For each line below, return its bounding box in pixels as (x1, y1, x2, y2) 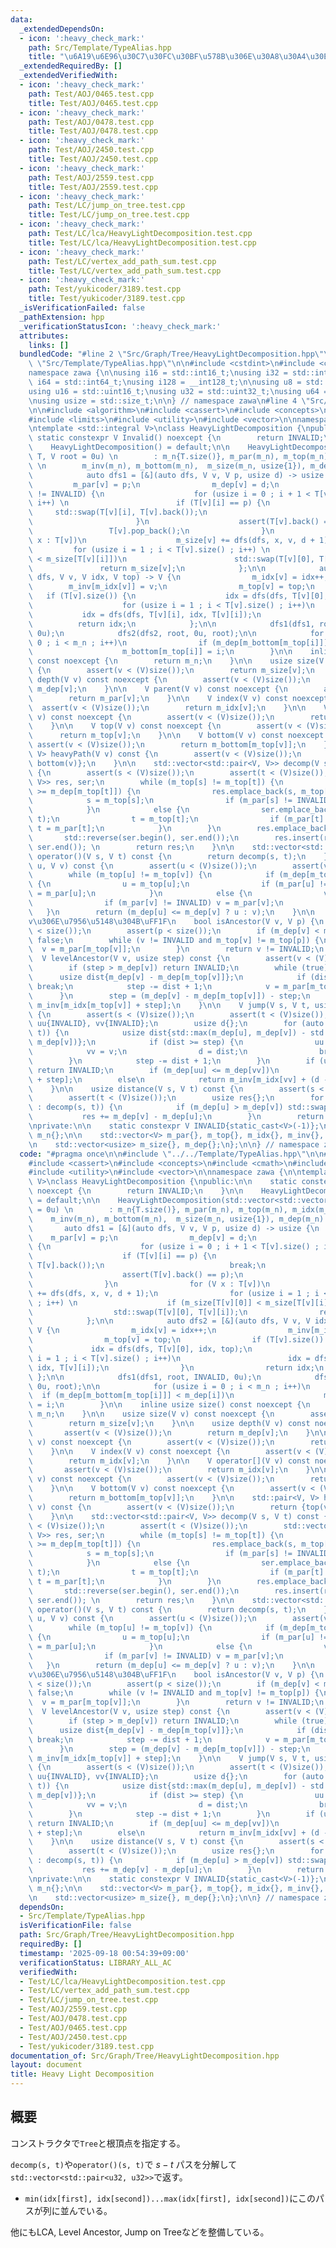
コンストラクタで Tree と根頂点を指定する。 (10, 2137, 186, 2149)
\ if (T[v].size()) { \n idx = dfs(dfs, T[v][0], (28, 591, 329, 601)
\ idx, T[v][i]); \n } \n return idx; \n (28, 1362, 325, 1373)
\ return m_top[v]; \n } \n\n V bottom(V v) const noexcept (28, 731, 325, 741)
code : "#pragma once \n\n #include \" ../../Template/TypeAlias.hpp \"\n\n (19, 1149, 325, 1159)
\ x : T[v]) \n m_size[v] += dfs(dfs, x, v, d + (28, 535, 315, 545)
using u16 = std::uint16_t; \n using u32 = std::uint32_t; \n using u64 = (28, 386, 329, 396)
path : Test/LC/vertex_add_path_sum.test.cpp (28, 256, 217, 266)
